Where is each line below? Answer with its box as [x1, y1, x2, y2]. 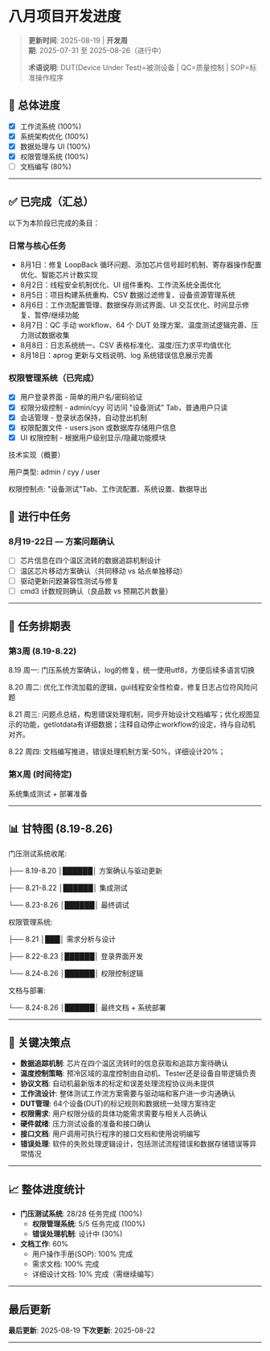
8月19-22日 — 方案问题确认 [8, 536, 115, 547]
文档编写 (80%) [19, 162, 72, 171]
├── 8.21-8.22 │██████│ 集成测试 [8, 883, 129, 892]
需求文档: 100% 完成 [31, 1259, 100, 1269]
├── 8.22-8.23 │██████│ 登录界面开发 [8, 951, 144, 961]
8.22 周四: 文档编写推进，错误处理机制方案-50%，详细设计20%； [8, 747, 226, 756]
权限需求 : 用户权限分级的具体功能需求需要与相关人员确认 [19, 1109, 207, 1118]
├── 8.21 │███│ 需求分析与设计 [8, 934, 117, 944]
